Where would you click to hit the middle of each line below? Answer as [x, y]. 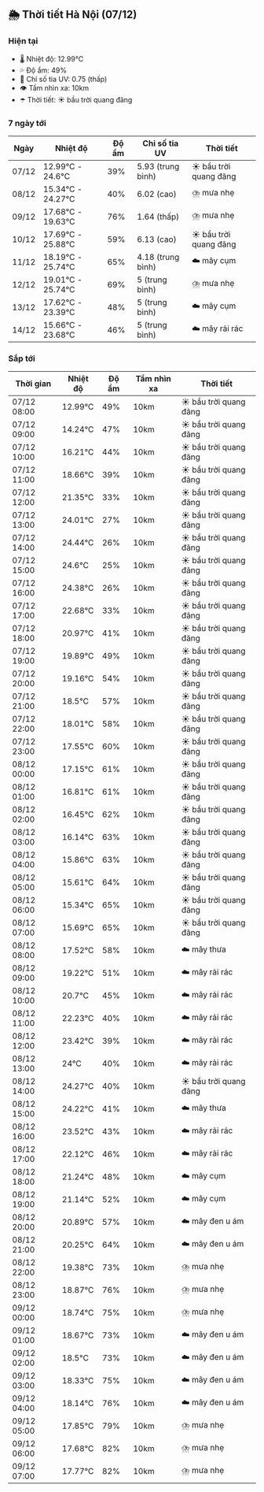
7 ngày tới [27, 123]
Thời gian [33, 384]
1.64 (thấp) [158, 217]
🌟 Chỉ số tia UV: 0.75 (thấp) [63, 79]
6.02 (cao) [157, 194]
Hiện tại [23, 41]
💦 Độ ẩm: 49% [43, 70]
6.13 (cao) [157, 239]
